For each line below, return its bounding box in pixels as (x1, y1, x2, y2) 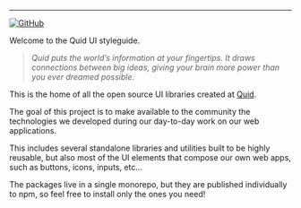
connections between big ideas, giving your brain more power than (30, 62, 280, 73)
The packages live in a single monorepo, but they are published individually (9, 179, 288, 189)
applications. (9, 126, 56, 135)
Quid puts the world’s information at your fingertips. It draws (30, 53, 255, 63)
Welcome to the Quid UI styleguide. (9, 35, 141, 46)
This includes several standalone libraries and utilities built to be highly (9, 143, 271, 153)
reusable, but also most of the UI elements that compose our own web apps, (9, 152, 291, 162)
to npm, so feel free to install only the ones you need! (9, 189, 206, 199)
